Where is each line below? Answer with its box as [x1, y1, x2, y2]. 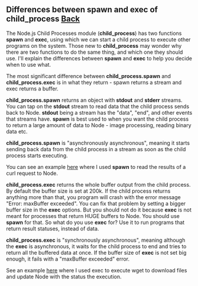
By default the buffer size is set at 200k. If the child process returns [6, 187, 171, 194]
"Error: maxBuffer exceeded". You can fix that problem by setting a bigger [6, 200, 186, 207]
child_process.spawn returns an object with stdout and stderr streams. [6, 96, 183, 103]
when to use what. [6, 61, 51, 68]
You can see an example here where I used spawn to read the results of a [6, 163, 186, 170]
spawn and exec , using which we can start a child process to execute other [6, 35, 191, 43]
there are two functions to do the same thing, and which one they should [6, 48, 183, 56]
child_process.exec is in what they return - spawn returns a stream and [6, 79, 182, 86]
